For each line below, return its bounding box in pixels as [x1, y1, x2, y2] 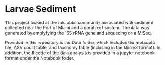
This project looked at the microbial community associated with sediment [5, 20, 154, 25]
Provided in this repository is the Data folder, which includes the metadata [5, 39, 155, 45]
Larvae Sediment [5, 3, 76, 15]
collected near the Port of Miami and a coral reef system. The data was [5, 24, 149, 30]
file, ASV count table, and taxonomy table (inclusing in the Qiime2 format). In [5, 44, 161, 50]
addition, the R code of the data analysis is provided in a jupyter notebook [5, 50, 155, 56]
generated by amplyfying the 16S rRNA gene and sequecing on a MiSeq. [5, 30, 152, 36]
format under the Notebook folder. [5, 55, 75, 61]
